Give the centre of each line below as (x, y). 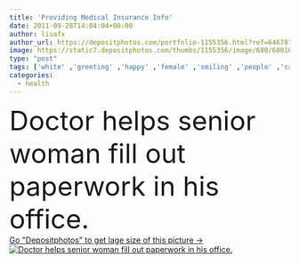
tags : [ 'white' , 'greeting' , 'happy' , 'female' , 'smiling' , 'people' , (145, 68)
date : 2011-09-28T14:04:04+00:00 (71, 26)
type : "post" (33, 59)
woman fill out (98, 153)
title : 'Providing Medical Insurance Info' (91, 17)
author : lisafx (37, 34)
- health (33, 84)
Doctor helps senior (133, 120)
